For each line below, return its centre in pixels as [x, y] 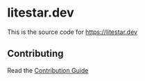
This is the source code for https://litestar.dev [72, 32]
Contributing [35, 54]
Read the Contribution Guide [48, 70]
